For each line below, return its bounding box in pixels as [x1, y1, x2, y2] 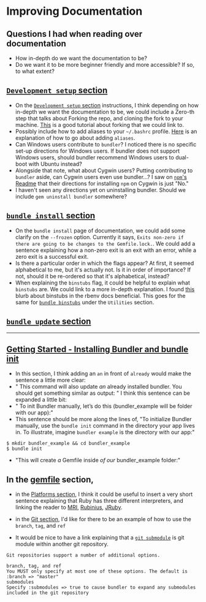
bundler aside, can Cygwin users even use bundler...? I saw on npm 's [15, 173, 187, 180]
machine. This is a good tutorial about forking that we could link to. [15, 121, 184, 128]
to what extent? [15, 67, 55, 75]
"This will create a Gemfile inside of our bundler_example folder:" [15, 457, 181, 464]
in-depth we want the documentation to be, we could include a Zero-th [15, 108, 195, 115]
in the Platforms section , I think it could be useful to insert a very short [15, 490, 193, 498]
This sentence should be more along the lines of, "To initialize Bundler [15, 416, 192, 423]
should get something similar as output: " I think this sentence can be [15, 389, 190, 397]
